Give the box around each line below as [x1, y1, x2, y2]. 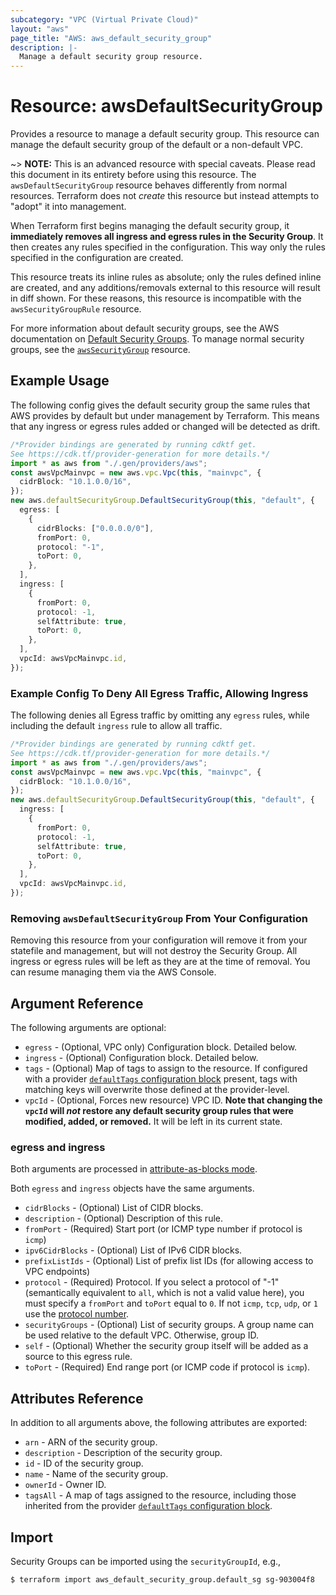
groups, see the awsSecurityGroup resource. [10, 344, 191, 356]
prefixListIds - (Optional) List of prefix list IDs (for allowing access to [24, 1255, 314, 1267]
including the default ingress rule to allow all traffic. [10, 720, 223, 732]
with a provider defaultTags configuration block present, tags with [24, 1073, 298, 1085]
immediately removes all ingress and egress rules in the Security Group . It [10, 231, 324, 243]
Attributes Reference [10, 1390, 144, 1407]
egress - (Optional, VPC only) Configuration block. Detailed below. [24, 1041, 298, 1053]
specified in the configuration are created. [10, 252, 184, 264]
